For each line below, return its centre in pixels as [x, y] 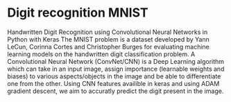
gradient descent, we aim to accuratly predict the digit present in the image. [115, 91]
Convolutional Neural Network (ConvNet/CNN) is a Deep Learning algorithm [115, 61]
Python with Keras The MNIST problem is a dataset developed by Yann [108, 39]
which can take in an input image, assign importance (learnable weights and [116, 69]
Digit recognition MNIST [78, 13]
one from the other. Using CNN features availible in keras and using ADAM [113, 83]
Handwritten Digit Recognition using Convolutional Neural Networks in [108, 32]
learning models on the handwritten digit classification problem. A [101, 54]
